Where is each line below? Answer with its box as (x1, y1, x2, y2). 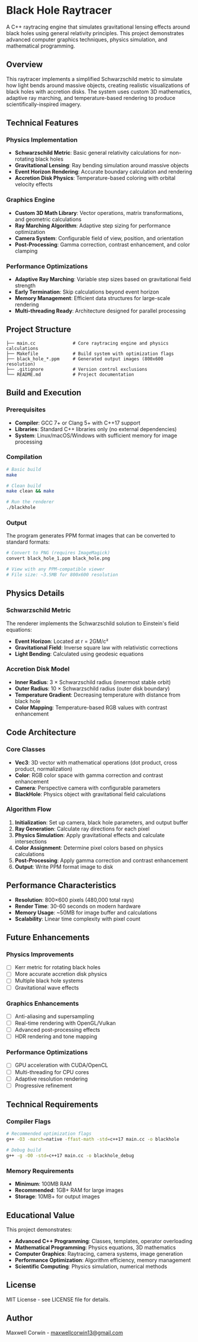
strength (14, 282, 36, 289)
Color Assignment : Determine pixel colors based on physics (14, 844, 164, 851)
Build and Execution (6, 388, 81, 398)
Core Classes (6, 745, 46, 754)
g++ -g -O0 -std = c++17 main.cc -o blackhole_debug (6, 1153, 134, 1159)
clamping (14, 247, 38, 254)
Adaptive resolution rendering (14, 1075, 88, 1082)
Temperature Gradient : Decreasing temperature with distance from (14, 691, 181, 698)
